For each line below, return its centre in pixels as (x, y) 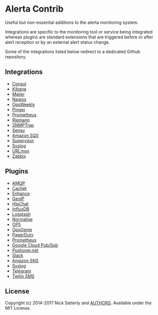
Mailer (18, 94)
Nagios (19, 99)
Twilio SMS (23, 276)
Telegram (22, 271)
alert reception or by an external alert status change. (57, 42)
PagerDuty (23, 235)
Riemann (21, 120)
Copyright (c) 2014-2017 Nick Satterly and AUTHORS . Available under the (78, 303)
